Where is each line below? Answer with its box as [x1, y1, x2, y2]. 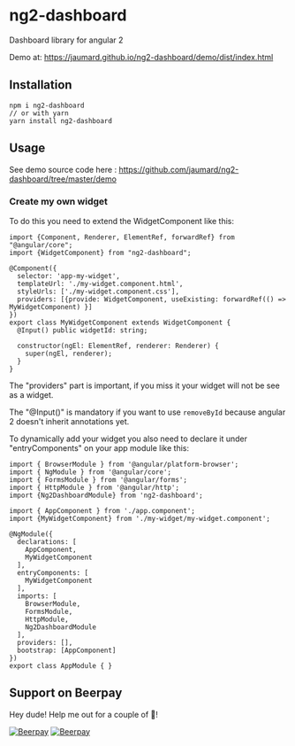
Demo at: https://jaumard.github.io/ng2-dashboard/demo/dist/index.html [9, 51, 274, 62]
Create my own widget [9, 196, 109, 208]
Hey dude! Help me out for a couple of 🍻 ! [9, 709, 159, 719]
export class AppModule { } [9, 661, 113, 670]
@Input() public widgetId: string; [17, 325, 148, 335]
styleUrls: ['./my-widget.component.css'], [17, 287, 179, 296]
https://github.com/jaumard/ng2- [118, 164, 239, 175]
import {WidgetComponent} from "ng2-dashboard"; [9, 248, 192, 257]
